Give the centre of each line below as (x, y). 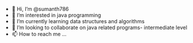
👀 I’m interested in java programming (56, 15)
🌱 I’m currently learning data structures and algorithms (78, 21)
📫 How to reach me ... (39, 34)
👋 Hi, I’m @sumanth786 (40, 9)
